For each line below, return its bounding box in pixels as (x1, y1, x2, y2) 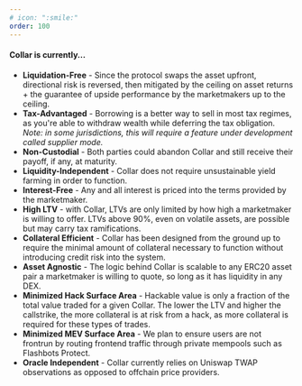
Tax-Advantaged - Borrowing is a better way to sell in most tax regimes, (22, 107, 292, 118)
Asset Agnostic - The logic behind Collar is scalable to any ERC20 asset (22, 261, 293, 271)
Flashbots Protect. (22, 347, 91, 358)
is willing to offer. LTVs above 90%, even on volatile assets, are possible (22, 213, 290, 224)
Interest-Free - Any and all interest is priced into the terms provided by (22, 184, 287, 195)
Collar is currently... (9, 50, 86, 60)
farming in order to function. (22, 175, 128, 186)
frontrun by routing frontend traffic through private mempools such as (22, 337, 282, 348)
